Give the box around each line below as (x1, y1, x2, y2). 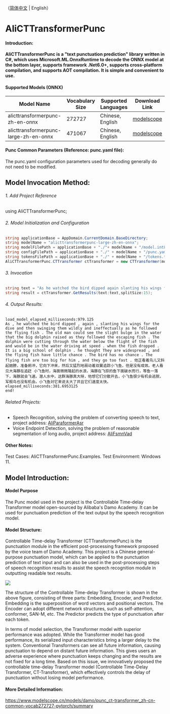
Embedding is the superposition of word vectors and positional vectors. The (5, 600, 163, 607)
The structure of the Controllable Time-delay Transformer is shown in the (5, 589, 158, 596)
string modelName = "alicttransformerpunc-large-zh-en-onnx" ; (5, 240, 139, 245)
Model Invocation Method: (5, 178, 90, 187)
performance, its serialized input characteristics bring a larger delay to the (5, 637, 160, 643)
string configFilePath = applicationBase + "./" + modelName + (5, 250, 142, 255)
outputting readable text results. (5, 570, 72, 576)
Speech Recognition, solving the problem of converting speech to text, (12, 415, 160, 421)
